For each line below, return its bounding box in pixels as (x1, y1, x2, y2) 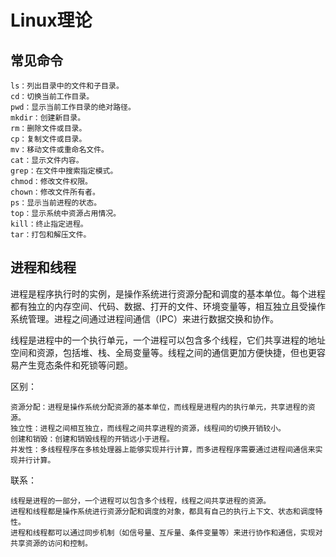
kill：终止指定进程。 (10, 219, 88, 229)
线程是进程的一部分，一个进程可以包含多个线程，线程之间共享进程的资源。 (10, 496, 272, 506)
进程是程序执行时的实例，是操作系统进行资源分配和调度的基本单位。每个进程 (10, 287, 326, 300)
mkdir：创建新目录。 (10, 113, 86, 123)
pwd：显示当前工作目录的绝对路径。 (10, 102, 136, 112)
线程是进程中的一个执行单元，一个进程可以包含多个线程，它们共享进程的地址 (10, 334, 326, 346)
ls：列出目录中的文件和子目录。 (10, 81, 124, 91)
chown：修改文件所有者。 (10, 187, 100, 197)
